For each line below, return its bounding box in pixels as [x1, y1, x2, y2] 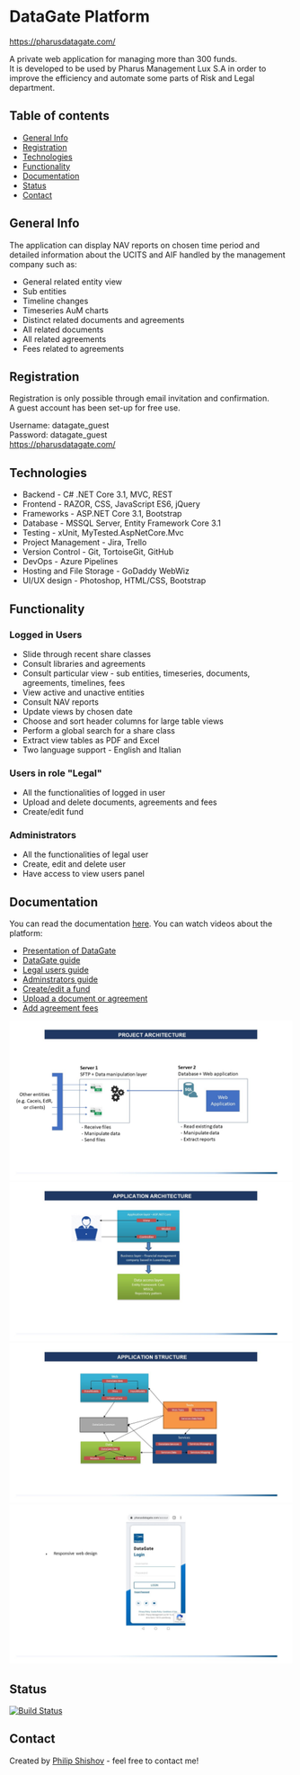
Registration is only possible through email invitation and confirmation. [9, 393, 269, 404]
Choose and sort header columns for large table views [22, 716, 225, 726]
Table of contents [9, 108, 110, 123]
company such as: [9, 258, 78, 269]
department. [9, 82, 56, 93]
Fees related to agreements [22, 343, 124, 354]
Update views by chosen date [22, 706, 133, 716]
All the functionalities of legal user [22, 849, 149, 860]
